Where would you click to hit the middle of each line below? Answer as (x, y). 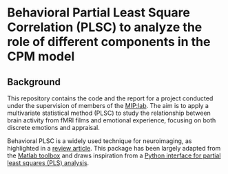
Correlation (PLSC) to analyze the (105, 27)
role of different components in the (109, 42)
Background (34, 81)
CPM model (41, 57)
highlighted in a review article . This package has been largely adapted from (114, 148)
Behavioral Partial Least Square (99, 13)
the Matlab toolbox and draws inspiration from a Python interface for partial (114, 155)
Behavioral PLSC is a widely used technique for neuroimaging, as (100, 141)
